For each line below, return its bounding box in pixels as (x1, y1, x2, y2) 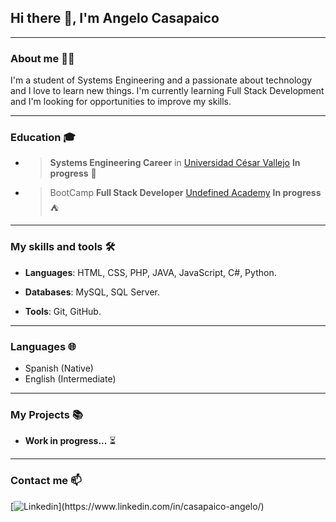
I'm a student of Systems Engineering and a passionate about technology (10, 74, 313, 86)
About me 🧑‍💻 (10, 51, 75, 65)
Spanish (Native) (24, 362, 94, 374)
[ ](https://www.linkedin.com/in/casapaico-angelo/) (10, 500, 265, 512)
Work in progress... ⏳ (24, 435, 117, 447)
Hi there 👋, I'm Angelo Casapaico (10, 10, 220, 27)
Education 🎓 (10, 131, 76, 145)
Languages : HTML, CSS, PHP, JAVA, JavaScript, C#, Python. (24, 266, 277, 278)
